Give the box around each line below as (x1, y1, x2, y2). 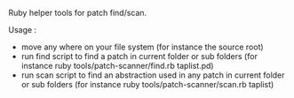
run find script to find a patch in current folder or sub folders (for (20, 51, 258, 61)
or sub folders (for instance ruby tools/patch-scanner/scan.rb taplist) (20, 79, 274, 89)
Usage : (8, 25, 37, 34)
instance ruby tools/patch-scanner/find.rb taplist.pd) (20, 61, 214, 71)
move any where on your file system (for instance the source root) (20, 41, 264, 52)
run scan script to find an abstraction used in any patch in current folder (20, 70, 285, 80)
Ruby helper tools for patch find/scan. (8, 8, 147, 18)
